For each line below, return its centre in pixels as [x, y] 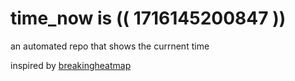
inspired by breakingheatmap [71, 65]
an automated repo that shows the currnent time [110, 46]
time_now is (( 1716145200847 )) [148, 18]
